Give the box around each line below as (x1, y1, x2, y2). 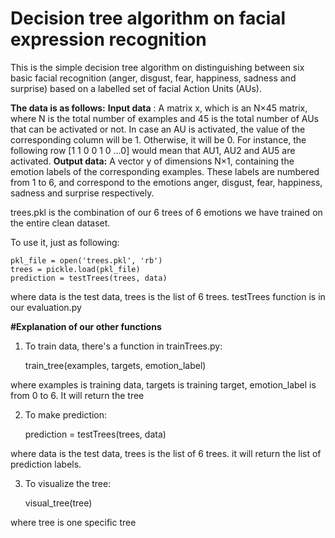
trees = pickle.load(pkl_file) (10, 264, 141, 274)
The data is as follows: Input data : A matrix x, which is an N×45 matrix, (10, 102, 308, 114)
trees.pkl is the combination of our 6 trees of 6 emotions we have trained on (10, 206, 323, 218)
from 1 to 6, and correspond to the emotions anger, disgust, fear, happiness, (10, 176, 323, 188)
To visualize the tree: (24, 477, 112, 489)
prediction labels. (10, 458, 82, 470)
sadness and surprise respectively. (10, 187, 155, 199)
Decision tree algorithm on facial (10, 7, 287, 30)
